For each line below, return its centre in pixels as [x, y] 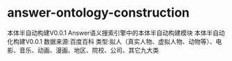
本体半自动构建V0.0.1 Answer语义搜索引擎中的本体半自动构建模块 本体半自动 [116, 33]
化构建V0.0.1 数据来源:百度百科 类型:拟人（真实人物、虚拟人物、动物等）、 [111, 41]
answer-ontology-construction [98, 13]
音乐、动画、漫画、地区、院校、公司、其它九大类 [89, 50]
